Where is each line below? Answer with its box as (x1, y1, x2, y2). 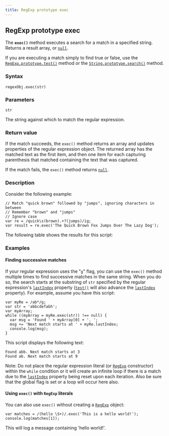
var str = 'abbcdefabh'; (5, 304, 58, 309)
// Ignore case (5, 214, 37, 219)
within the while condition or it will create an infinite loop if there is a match (5, 368, 161, 374)
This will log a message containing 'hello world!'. (5, 424, 106, 431)
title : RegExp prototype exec (5, 7, 69, 13)
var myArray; (5, 308, 33, 313)
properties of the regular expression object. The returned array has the (5, 146, 153, 152)
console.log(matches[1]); (5, 416, 60, 421)
